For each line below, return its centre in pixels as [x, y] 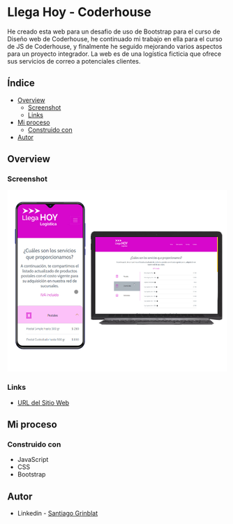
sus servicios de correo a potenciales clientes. [74, 61]
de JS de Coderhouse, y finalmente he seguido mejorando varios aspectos [115, 46]
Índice [21, 83]
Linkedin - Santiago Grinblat [58, 514]
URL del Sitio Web [43, 402]
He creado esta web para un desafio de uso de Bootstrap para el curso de [114, 31]
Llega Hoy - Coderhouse [79, 12]
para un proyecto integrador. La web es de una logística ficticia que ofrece [114, 54]
